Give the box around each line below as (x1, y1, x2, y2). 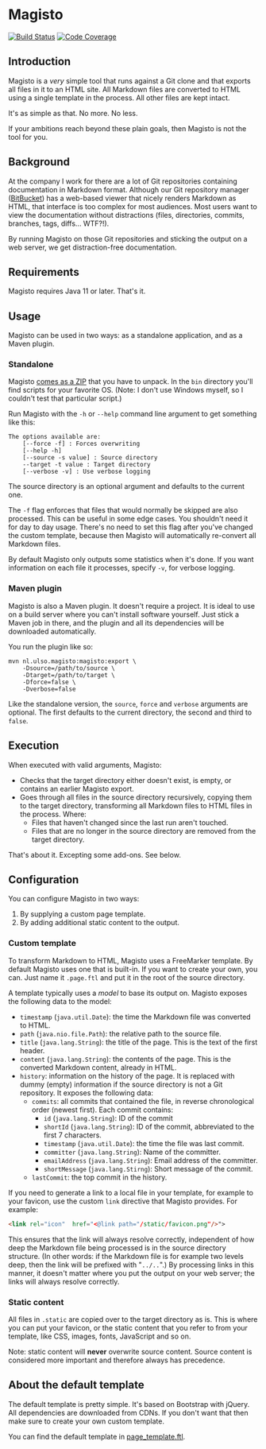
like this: (8, 417, 36, 427)
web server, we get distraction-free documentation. (8, 242, 177, 252)
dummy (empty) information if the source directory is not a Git (19, 1079, 223, 1089)
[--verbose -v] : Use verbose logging (22, 467, 151, 476)
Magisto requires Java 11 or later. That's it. (8, 286, 146, 296)
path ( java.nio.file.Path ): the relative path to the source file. (19, 1029, 222, 1038)
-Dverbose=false (22, 685, 77, 693)
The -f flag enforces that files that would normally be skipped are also (8, 506, 238, 515)
